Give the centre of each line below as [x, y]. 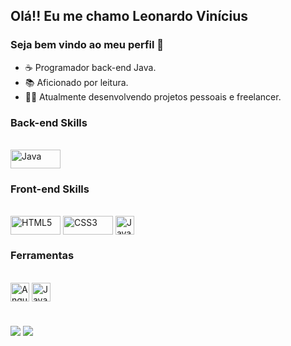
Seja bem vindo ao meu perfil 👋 [87, 45]
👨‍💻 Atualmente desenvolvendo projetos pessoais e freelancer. [153, 96]
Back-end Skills [49, 122]
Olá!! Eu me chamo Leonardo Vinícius [129, 16]
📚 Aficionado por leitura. [76, 82]
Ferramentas [42, 256]
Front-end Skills [50, 189]
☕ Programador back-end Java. [90, 67]
